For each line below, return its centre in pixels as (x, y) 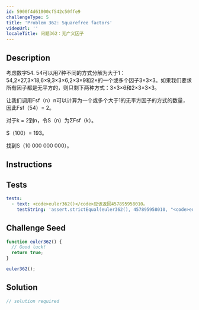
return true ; (28, 253)
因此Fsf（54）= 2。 (30, 107)
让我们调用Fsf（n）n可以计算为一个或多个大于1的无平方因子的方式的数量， (97, 100)
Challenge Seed (36, 228)
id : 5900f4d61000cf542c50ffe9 (44, 12)
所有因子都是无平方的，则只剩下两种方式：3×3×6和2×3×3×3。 (83, 87)
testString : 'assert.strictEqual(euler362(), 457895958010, (92, 209)
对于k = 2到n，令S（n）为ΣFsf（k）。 (52, 120)
